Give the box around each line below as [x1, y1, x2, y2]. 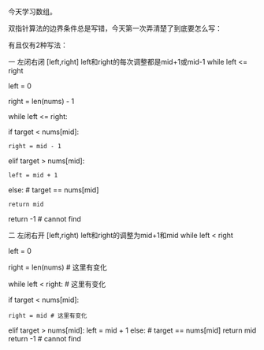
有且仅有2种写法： [8, 40, 69, 50]
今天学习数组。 [8, 7, 57, 16]
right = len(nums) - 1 [8, 97, 75, 106]
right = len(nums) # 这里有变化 [8, 262, 108, 272]
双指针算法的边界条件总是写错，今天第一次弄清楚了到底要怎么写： [8, 24, 222, 33]
